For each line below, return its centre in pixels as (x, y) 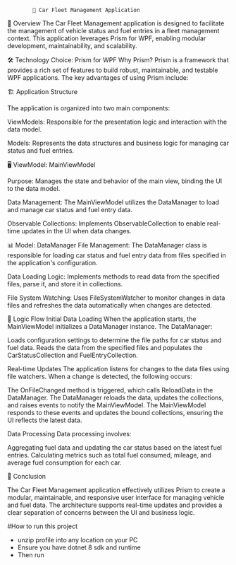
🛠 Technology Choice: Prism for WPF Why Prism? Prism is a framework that (118, 60)
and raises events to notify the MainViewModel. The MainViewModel (107, 405)
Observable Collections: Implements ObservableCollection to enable (106, 223)
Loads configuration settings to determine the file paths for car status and (114, 340)
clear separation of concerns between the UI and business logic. (101, 512)
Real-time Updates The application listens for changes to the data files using (118, 369)
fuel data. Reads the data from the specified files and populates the (105, 348)
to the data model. (34, 188)
